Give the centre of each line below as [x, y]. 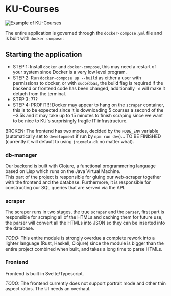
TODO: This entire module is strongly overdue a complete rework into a [80, 238]
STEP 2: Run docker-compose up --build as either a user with [77, 78]
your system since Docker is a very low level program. [69, 72]
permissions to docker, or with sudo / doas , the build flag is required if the [88, 83]
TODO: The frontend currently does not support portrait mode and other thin [86, 283]
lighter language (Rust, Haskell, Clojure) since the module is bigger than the [85, 243]
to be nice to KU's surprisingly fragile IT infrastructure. [70, 121]
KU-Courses [32, 9]
